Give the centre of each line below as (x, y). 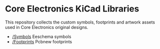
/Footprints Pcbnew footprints (42, 41)
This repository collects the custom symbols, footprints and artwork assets (80, 22)
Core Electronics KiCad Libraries (72, 9)
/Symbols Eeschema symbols (42, 37)
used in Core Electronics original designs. (47, 27)
